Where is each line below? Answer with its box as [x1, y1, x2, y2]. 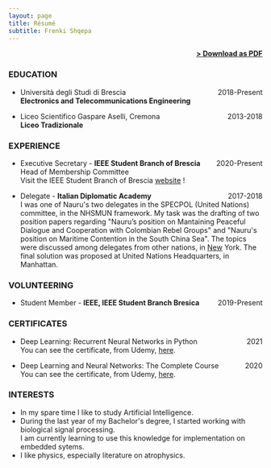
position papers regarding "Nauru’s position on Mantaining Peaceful [19, 217, 246, 226]
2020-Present [216, 158, 263, 168]
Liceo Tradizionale [19, 120, 84, 130]
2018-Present [217, 87, 263, 97]
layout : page [8, 11, 52, 20]
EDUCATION [8, 69, 58, 81]
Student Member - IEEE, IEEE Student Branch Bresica [19, 298, 200, 308]
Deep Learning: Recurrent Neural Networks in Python [19, 336, 198, 346]
